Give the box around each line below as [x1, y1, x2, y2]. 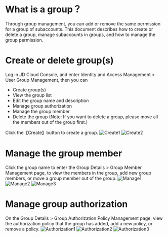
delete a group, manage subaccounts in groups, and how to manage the [5, 31, 156, 38]
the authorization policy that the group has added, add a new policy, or [5, 220, 153, 226]
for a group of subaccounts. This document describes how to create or [5, 26, 153, 32]
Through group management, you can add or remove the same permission [5, 20, 161, 27]
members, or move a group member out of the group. [5, 175, 117, 181]
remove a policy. [5, 226, 39, 232]
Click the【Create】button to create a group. [5, 129, 99, 136]
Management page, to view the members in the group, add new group [5, 170, 151, 176]
